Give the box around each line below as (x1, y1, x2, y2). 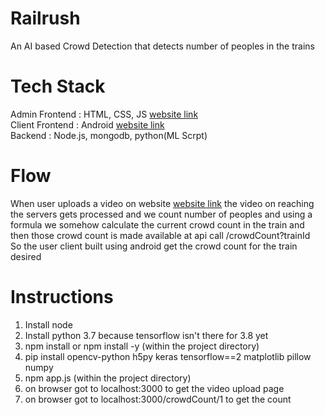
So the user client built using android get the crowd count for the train (10, 240, 298, 252)
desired (10, 250, 42, 262)
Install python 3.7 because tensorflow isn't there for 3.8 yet (24, 329, 269, 341)
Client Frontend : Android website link (10, 118, 165, 131)
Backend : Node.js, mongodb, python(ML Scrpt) (10, 129, 208, 141)
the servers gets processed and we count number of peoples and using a (10, 208, 313, 220)
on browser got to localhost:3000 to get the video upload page (24, 382, 285, 394)
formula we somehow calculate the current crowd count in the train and (10, 218, 305, 231)
